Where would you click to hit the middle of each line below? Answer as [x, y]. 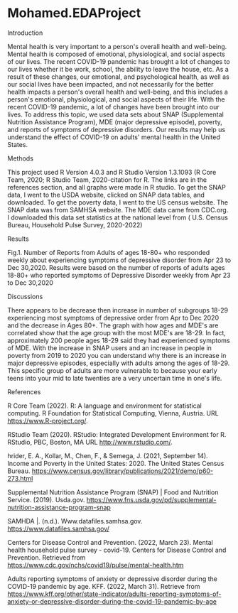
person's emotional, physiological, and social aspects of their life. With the [116, 99]
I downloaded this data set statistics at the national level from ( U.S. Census [118, 217]
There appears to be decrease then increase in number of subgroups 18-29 [118, 310]
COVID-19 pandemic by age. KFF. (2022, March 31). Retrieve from [104, 586]
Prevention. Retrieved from [47, 557]
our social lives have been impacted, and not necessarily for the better [110, 84]
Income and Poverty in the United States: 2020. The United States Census [116, 463]
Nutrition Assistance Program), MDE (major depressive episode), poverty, [115, 121]
